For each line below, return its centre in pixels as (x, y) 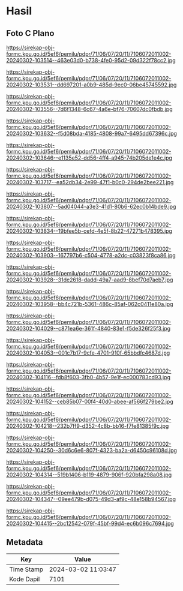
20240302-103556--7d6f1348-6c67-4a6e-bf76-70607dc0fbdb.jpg (89, 109)
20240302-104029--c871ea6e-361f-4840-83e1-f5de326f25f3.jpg (88, 328)
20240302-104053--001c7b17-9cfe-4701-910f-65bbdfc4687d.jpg (88, 353)
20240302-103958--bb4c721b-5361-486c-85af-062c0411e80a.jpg (90, 304)
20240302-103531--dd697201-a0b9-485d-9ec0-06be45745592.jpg (91, 85)
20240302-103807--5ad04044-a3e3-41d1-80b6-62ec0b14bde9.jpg (91, 206)
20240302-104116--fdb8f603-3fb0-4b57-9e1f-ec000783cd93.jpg (88, 377)
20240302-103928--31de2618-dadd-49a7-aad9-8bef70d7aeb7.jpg (90, 280)
